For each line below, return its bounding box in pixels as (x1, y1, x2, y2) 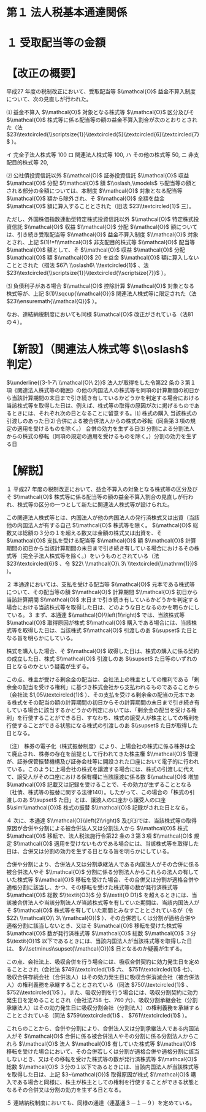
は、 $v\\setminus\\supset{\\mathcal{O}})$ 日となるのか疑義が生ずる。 (6, 945, 186, 952)
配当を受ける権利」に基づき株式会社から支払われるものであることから (22, 684, 200, 691)
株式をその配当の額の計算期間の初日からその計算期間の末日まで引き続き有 (11, 699, 200, 706)
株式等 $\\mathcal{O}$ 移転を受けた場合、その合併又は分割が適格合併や (17, 876, 199, 884)
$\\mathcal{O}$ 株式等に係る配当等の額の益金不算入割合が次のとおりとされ (6, 116, 198, 123)
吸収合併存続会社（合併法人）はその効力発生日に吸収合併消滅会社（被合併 (6, 973, 194, 981)
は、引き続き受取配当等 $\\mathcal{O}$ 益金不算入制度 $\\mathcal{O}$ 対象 (6, 231, 199, 238)
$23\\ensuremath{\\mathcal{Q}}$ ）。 (6, 298, 101, 305)
